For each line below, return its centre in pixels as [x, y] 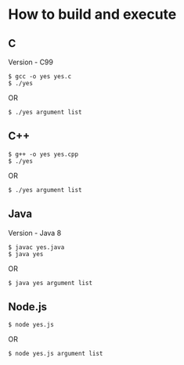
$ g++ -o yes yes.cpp [43, 154]
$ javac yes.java [36, 247]
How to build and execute [92, 14]
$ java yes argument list [50, 283]
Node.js [28, 307]
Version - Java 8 [35, 233]
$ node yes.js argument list [56, 354]
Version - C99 [31, 62]
